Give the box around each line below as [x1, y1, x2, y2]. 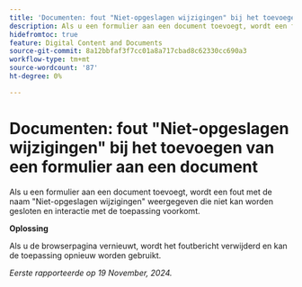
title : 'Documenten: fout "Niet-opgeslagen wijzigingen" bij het [9, 13, 259, 22]
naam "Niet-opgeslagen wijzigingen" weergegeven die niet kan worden [9, 195, 274, 207]
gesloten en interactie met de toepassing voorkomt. [9, 205, 200, 216]
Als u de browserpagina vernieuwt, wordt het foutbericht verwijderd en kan [9, 240, 288, 251]
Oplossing [9, 222, 49, 234]
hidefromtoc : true [9, 30, 78, 39]
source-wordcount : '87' [9, 64, 99, 73]
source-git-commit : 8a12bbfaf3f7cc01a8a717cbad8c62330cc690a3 [9, 47, 247, 56]
